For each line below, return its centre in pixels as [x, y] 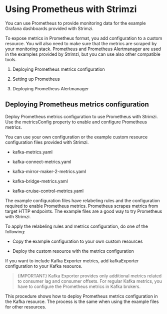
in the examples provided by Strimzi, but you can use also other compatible [83, 54]
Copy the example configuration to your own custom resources [77, 241]
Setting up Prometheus [36, 79]
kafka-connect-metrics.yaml [42, 162]
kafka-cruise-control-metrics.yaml [48, 191]
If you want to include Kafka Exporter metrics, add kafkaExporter [72, 261]
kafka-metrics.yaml [32, 152]
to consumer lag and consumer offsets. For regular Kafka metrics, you [90, 281]
